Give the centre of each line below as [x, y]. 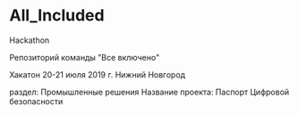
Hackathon [30, 40]
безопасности [36, 101]
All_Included [57, 16]
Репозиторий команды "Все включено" [85, 57]
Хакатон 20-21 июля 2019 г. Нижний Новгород [98, 74]
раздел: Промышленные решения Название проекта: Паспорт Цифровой [149, 92]
